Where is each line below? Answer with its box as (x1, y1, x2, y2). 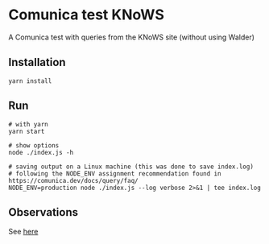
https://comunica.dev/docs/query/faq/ (8, 176, 139, 184)
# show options (8, 141, 60, 150)
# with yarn (8, 120, 48, 128)
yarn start (8, 127, 45, 135)
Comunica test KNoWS (8, 6, 165, 24)
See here (8, 227, 39, 237)
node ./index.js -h (8, 148, 74, 156)
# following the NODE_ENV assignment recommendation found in (8, 169, 221, 178)
